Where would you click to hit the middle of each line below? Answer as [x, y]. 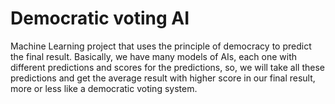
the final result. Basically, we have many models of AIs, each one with [154, 56]
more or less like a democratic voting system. [104, 88]
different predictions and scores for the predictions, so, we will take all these [167, 67]
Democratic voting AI [100, 18]
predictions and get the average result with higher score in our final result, [163, 78]
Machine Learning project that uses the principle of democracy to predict [161, 46]
